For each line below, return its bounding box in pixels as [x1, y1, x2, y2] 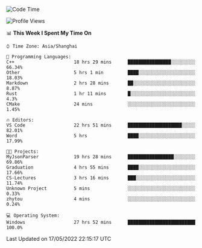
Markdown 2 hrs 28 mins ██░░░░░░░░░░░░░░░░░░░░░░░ [6, 80, 196, 86]
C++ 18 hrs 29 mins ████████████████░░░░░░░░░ [6, 59, 196, 65]
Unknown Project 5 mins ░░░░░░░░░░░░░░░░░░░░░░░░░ [6, 185, 196, 191]
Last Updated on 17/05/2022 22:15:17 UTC [6, 235, 112, 242]
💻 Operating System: [6, 212, 60, 219]
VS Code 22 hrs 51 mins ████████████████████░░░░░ [6, 122, 196, 128]
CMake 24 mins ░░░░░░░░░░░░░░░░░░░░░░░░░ [6, 101, 196, 107]
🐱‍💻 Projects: [6, 149, 39, 155]
